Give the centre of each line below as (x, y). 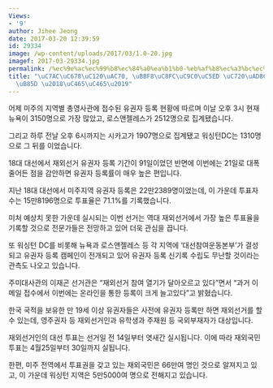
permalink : (27, 69)
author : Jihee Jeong (43, 31)
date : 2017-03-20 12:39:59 (54, 39)
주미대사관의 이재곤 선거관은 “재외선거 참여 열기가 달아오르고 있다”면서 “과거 (129, 282)
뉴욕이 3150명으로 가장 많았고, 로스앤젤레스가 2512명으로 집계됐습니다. (121, 118)
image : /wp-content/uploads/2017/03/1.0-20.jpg (91, 54)
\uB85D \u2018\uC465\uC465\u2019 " (74, 84)
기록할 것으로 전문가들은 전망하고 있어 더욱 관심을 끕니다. (98, 227)
